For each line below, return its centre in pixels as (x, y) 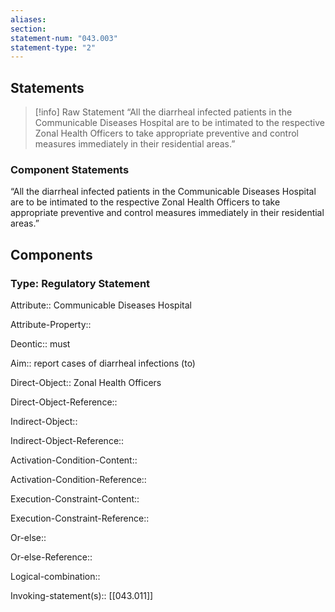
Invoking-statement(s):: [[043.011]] (82, 596)
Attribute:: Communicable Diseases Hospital (101, 305)
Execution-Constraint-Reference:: (80, 518)
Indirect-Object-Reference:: (67, 441)
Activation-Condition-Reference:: (78, 480)
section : (28, 29)
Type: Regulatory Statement (80, 283)
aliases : (28, 19)
